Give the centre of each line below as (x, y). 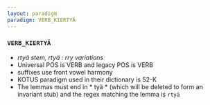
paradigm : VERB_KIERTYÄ (42, 20)
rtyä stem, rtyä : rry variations (60, 57)
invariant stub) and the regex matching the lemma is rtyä (98, 94)
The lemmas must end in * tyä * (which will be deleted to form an (110, 86)
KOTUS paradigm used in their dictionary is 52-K (87, 79)
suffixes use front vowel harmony (65, 72)
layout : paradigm (32, 13)
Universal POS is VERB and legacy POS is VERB (85, 65)
